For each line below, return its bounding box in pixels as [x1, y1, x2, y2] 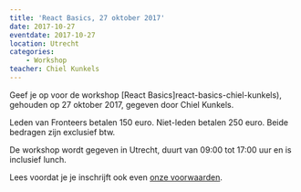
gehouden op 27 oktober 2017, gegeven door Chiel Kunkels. [9, 99, 234, 110]
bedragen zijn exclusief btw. [9, 126, 116, 137]
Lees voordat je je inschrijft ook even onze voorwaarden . [9, 171, 223, 183]
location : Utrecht [9, 38, 79, 48]
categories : [9, 48, 55, 57]
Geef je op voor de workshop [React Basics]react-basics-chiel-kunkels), [9, 89, 283, 101]
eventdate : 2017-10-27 [9, 30, 96, 39]
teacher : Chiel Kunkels [9, 65, 100, 74]
